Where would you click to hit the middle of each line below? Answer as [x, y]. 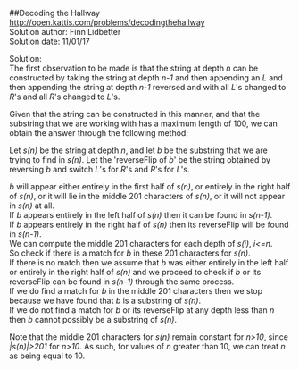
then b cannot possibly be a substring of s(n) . [93, 320]
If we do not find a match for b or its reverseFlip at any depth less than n [142, 310]
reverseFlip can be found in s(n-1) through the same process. [122, 282]
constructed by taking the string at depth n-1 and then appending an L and [146, 78]
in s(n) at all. [32, 206]
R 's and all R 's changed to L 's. [65, 97]
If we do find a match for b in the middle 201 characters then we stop [136, 291]
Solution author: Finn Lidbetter [65, 32]
